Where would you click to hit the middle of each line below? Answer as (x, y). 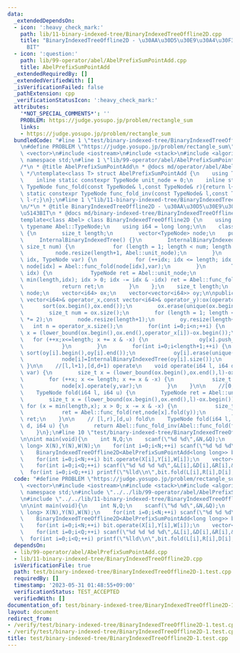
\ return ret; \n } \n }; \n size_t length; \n (124, 286)
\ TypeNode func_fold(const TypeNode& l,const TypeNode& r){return (122, 186)
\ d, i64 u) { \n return (67, 426)
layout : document (33, 612)
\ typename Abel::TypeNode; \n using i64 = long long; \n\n (113, 226)
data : (15, 14)
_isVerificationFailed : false (59, 87)
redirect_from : (30, 619)
